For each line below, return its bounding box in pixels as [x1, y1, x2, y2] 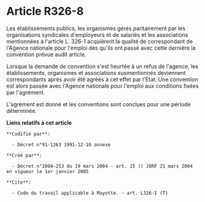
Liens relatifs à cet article [6, 118, 72, 126]
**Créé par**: [6, 152, 43, 158]
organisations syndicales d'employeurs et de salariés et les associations [6, 31, 188, 38]
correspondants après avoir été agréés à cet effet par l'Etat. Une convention [6, 76, 198, 83]
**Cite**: [6, 179, 32, 185]
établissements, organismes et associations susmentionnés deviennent [6, 69, 186, 76]
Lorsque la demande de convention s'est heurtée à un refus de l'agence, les [6, 63, 199, 70]
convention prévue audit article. [6, 50, 87, 58]
